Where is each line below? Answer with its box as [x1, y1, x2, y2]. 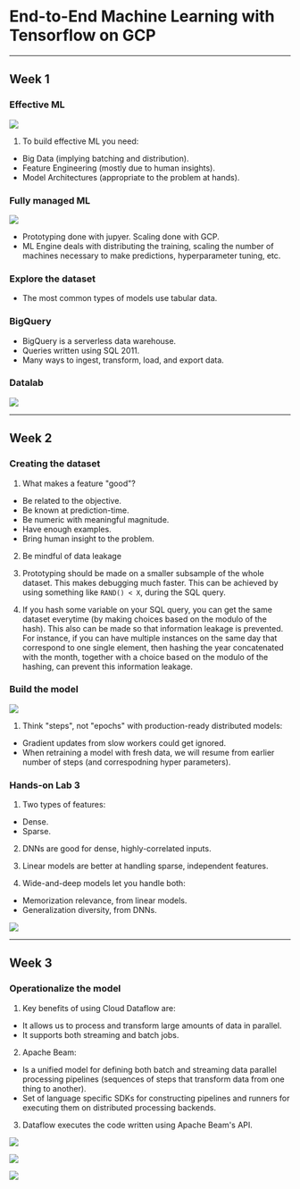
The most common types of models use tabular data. [21, 293, 218, 304]
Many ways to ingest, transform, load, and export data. [21, 355, 225, 365]
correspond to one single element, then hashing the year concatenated [21, 641, 284, 653]
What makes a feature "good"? [21, 478, 136, 489]
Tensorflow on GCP [9, 25, 156, 46]
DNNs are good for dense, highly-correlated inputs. [21, 843, 212, 854]
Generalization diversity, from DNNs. [21, 905, 158, 916]
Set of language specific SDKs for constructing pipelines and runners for [21, 1093, 290, 1103]
